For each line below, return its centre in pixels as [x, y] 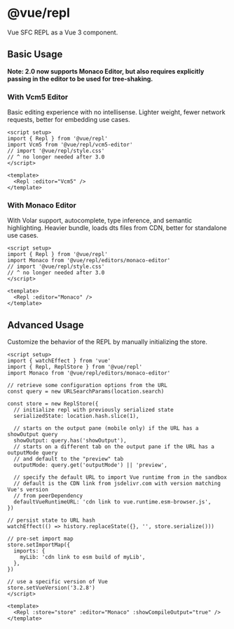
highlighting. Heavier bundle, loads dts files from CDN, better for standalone [117, 228]
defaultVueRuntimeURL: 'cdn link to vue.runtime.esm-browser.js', [112, 502]
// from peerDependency [48, 496]
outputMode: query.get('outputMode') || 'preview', [91, 465]
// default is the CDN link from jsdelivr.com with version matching [117, 484]
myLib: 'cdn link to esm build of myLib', [83, 557]
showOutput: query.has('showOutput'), [70, 441]
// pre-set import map [40, 539]
